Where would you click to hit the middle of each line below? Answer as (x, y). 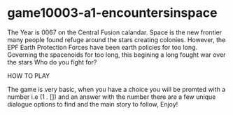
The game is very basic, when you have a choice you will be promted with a (116, 89)
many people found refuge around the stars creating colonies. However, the (116, 39)
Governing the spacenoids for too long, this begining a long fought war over (116, 55)
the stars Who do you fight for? (52, 62)
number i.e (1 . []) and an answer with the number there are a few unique (112, 97)
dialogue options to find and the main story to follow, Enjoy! (93, 104)
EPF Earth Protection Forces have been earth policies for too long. (103, 47)
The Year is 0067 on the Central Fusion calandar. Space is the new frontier (115, 32)
